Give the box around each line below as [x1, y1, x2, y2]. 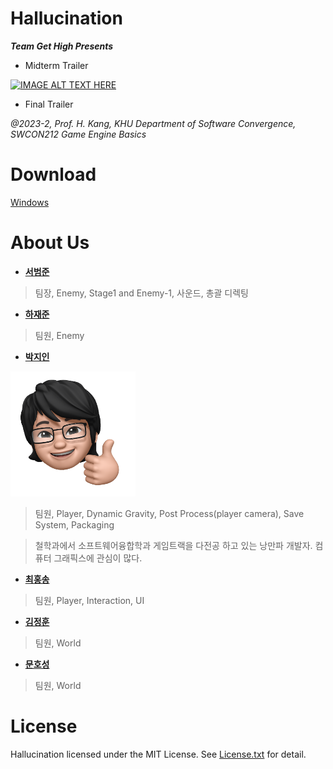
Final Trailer [24, 98, 74, 110]
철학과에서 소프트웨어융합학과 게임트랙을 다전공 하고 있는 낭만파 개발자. [34, 539, 313, 551]
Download [10, 163, 97, 186]
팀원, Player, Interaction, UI [34, 594, 145, 606]
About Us [10, 232, 90, 254]
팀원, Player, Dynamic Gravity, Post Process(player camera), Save [34, 507, 305, 519]
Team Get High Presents [10, 40, 114, 52]
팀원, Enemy [34, 329, 85, 341]
